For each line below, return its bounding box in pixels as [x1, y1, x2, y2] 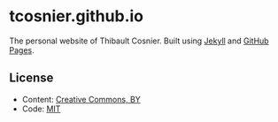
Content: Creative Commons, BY [21, 94, 142, 104]
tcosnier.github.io [9, 6, 144, 27]
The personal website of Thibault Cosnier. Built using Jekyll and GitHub [9, 35, 269, 46]
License [9, 71, 54, 86]
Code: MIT [21, 103, 61, 114]
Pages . [9, 44, 35, 55]
